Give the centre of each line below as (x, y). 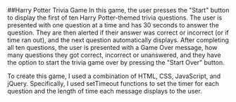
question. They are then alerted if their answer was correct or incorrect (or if (118, 32)
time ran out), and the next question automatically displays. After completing (118, 40)
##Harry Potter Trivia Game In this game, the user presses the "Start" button (118, 10)
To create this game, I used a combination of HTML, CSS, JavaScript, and (114, 76)
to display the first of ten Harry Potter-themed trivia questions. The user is (115, 18)
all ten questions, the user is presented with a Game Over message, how (112, 47)
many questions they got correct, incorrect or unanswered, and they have (114, 55)
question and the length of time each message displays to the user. (105, 91)
